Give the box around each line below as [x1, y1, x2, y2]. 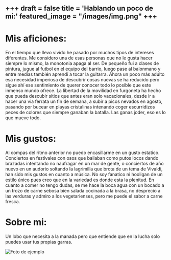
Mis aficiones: [5, 33, 67, 44]
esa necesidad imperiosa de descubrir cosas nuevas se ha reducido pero [5, 77, 160, 83]
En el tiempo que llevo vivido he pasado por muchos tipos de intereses [5, 50, 154, 56]
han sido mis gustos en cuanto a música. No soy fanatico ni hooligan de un [5, 171, 163, 178]
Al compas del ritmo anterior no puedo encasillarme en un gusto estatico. [5, 149, 160, 156]
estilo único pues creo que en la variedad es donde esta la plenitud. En [5, 177, 154, 183]
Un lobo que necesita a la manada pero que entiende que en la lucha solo [5, 233, 160, 240]
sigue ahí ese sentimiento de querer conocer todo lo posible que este [5, 82, 152, 89]
